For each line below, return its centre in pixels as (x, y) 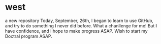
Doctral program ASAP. (29, 36)
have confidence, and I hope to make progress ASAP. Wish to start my (76, 31)
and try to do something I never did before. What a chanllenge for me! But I (81, 25)
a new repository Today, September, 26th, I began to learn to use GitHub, (79, 21)
